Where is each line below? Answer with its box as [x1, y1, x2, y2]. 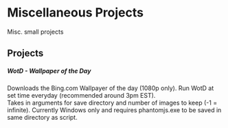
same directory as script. [7, 114, 78, 122]
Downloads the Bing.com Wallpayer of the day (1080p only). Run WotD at [7, 84, 214, 92]
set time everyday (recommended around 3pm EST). [7, 92, 156, 100]
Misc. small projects [7, 28, 64, 36]
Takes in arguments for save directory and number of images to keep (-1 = [7, 98, 218, 107]
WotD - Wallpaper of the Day [7, 67, 91, 75]
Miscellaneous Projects [7, 5, 144, 21]
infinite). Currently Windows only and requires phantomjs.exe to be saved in [7, 106, 222, 114]
